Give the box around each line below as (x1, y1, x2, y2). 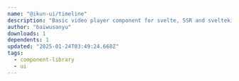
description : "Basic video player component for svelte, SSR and (7, 17, 205, 24)
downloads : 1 (7, 30, 46, 37)
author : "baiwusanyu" (7, 23, 72, 30)
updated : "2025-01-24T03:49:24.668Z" (7, 43, 119, 50)
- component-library (14, 56, 75, 63)
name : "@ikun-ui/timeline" (7, 10, 87, 18)
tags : (7, 50, 23, 57)
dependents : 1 (7, 37, 50, 44)
